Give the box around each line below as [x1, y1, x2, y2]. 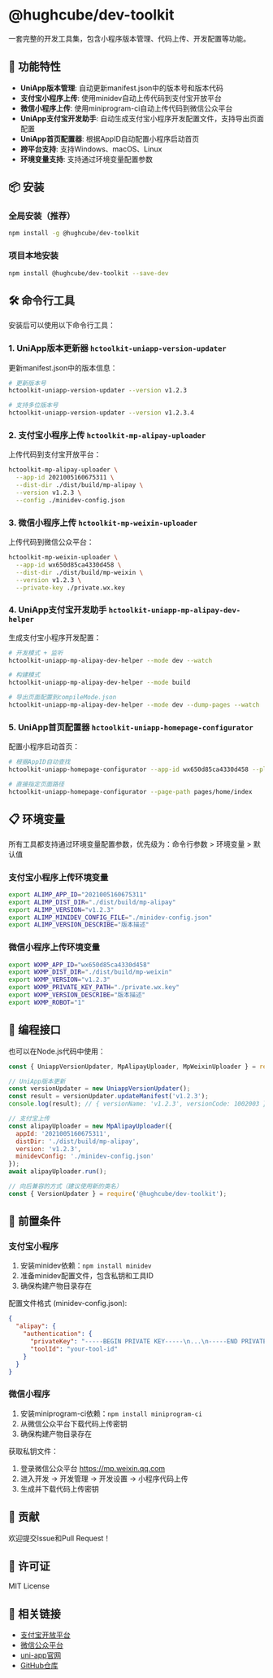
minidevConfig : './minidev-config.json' [15, 1152, 154, 1161]
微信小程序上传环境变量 [8, 942, 100, 953]
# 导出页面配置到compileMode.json [8, 694, 117, 702]
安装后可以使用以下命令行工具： [8, 320, 115, 331]
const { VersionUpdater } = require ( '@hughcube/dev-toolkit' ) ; [8, 1189, 227, 1198]
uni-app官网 [19, 1650, 62, 1660]
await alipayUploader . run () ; [8, 1168, 107, 1176]
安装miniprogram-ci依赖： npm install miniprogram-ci [19, 1409, 203, 1418]
